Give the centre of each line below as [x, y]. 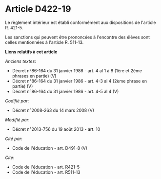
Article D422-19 [38, 9]
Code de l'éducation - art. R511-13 [46, 172]
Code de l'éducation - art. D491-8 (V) [50, 148]
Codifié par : [17, 100]
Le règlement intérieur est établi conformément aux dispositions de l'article [80, 22]
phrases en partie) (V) [34, 76]
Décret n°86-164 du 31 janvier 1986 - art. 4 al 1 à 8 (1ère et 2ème [77, 70]
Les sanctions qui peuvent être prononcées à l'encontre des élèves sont [78, 37]
